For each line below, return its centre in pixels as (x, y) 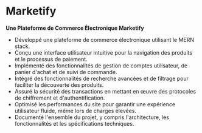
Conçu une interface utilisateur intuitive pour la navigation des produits (103, 52)
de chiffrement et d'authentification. (60, 98)
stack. (22, 46)
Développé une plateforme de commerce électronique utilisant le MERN (104, 39)
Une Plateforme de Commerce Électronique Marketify (75, 28)
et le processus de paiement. (51, 59)
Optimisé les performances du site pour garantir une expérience (95, 104)
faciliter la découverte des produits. (59, 85)
